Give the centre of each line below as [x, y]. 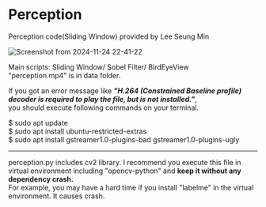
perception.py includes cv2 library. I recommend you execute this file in [125, 162]
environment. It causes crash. [57, 196]
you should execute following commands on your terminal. [104, 107]
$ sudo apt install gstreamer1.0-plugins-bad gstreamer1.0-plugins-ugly [124, 139]
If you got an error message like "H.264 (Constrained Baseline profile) [125, 90]
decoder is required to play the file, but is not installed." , [103, 99]
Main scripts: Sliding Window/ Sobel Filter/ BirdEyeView [99, 67]
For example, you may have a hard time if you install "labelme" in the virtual [131, 187]
